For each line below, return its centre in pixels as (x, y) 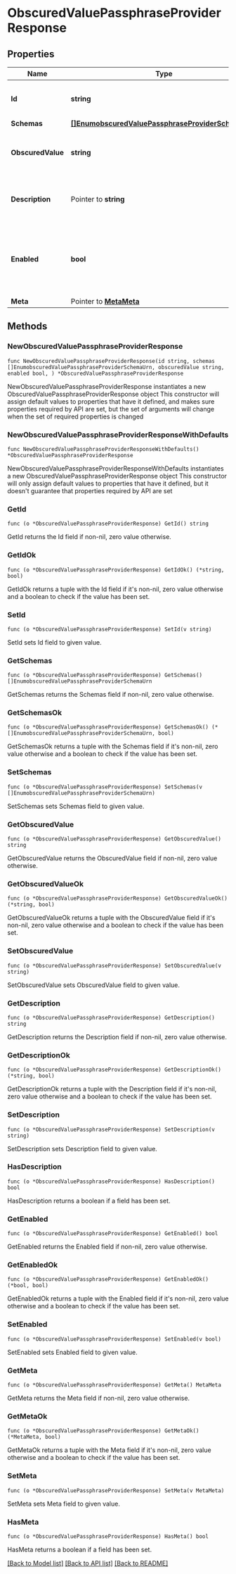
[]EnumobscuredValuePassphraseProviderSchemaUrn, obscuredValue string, (116, 367)
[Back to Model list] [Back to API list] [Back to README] (88, 1563)
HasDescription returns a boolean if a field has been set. (89, 1201)
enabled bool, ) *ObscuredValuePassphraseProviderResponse (96, 373)
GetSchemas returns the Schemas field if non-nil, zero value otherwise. (111, 695)
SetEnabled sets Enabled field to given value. (73, 1352)
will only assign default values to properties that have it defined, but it (108, 483)
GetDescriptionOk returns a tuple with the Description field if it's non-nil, (112, 1089)
